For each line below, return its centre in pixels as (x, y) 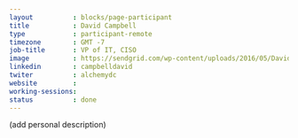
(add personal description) (58, 125)
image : (43, 58)
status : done (53, 100)
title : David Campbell (73, 26)
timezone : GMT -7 (57, 42)
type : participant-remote (81, 34)
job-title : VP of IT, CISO (73, 50)
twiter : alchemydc (63, 75)
